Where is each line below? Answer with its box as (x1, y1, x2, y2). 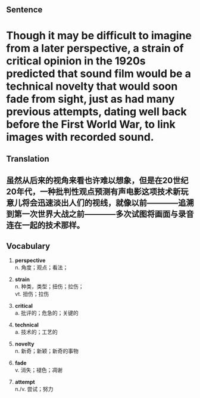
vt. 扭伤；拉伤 (14, 291, 49, 298)
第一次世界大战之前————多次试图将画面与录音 (14, 209, 194, 220)
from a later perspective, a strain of (6, 41, 184, 55)
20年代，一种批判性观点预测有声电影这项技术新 (6, 187, 181, 197)
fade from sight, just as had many (6, 92, 175, 106)
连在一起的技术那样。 (6, 220, 85, 230)
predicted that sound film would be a (6, 67, 192, 80)
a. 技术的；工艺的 (14, 328, 58, 336)
